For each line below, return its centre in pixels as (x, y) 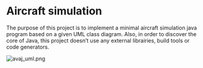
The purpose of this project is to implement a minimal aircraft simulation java (101, 28)
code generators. (28, 47)
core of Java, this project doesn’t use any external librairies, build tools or (98, 40)
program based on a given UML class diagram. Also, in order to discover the (101, 34)
